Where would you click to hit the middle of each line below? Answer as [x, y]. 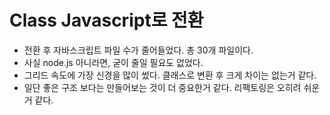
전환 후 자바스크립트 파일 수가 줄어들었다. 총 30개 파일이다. [138, 50]
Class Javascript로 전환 [106, 20]
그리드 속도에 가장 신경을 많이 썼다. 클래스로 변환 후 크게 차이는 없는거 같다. [170, 75]
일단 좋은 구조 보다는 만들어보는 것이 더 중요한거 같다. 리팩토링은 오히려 [162, 87]
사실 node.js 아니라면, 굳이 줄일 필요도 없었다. [113, 62]
